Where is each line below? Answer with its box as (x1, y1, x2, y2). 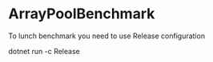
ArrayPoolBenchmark (8, 5, 155, 23)
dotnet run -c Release (8, 46, 80, 56)
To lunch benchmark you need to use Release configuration (8, 31, 206, 41)
